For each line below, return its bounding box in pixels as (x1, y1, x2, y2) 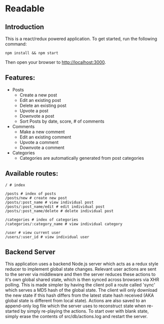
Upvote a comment (19, 139, 59, 145)
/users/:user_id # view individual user (5, 234, 90, 239)
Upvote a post (19, 107, 48, 114)
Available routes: (5, 169, 58, 178)
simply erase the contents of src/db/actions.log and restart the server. (5, 314, 148, 320)
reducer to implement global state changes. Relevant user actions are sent (5, 266, 157, 272)
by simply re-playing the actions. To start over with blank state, (20, 308, 149, 314)
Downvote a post (19, 113, 54, 119)
